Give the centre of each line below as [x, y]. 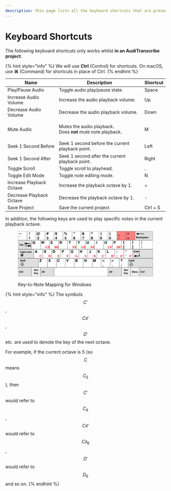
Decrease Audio [24, 109]
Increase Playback [27, 183]
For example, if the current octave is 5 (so [49, 352]
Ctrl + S [152, 207]
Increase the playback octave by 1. [95, 185]
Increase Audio [23, 97]
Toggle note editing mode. [86, 176]
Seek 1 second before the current [94, 143]
